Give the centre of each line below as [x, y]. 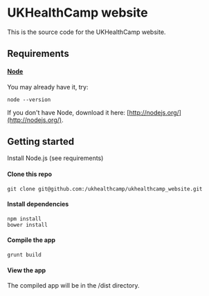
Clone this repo [30, 174]
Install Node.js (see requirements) [55, 158]
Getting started [41, 141]
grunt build [24, 254]
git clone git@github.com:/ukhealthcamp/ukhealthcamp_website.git [105, 189]
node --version [29, 99]
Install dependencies [38, 204]
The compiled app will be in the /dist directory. [73, 286]
